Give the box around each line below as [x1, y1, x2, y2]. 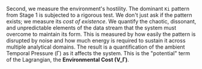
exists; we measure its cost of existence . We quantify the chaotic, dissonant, [6, 18, 197, 25]
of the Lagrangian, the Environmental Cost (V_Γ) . [6, 56, 130, 63]
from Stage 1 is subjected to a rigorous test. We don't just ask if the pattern [6, 11, 192, 19]
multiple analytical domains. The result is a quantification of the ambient [6, 43, 185, 50]
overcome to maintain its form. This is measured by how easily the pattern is [6, 31, 196, 38]
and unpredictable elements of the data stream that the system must [6, 24, 177, 31]
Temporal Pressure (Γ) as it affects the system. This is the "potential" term [6, 50, 191, 56]
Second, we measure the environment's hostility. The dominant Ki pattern [6, 5, 190, 12]
